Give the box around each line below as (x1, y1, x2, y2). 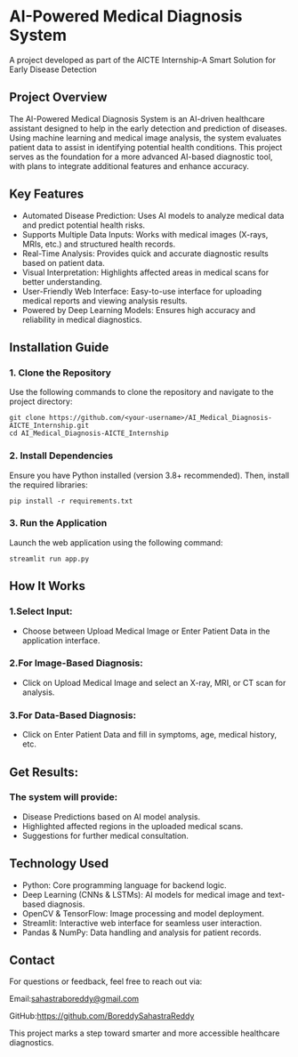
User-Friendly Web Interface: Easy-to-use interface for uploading (21, 286, 262, 296)
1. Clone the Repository (9, 367, 111, 379)
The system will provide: (9, 791, 118, 803)
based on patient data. (21, 257, 105, 268)
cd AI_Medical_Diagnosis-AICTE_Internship (9, 429, 169, 438)
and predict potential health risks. (21, 220, 145, 230)
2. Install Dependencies (9, 449, 114, 462)
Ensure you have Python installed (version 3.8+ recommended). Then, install (9, 470, 290, 480)
